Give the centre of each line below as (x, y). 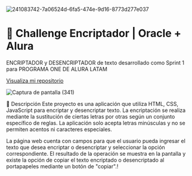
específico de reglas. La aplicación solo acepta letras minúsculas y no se (96, 123)
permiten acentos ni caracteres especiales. (59, 129)
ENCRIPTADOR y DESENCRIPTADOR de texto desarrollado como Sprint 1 (95, 62)
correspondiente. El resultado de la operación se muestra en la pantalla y (96, 153)
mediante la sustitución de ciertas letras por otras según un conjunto (91, 116)
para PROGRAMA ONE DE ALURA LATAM (57, 69)
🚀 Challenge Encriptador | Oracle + (94, 34)
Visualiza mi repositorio (35, 80)
